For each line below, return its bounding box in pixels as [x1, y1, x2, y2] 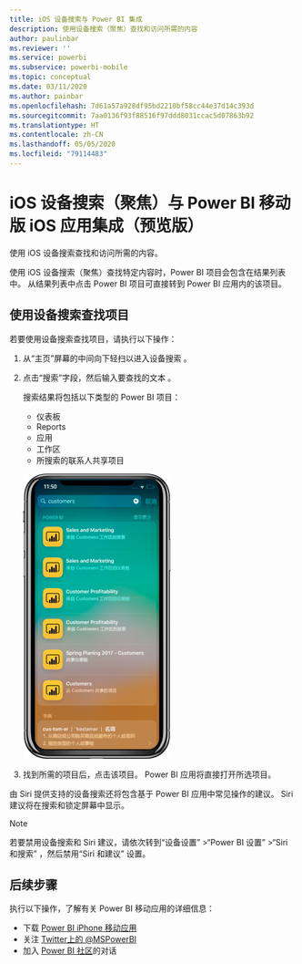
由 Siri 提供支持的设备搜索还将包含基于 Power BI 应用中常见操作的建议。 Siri [9, 788, 294, 799]
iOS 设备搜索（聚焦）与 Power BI [9, 192, 256, 213]
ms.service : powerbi [9, 53, 88, 63]
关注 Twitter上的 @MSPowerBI [22, 934, 137, 945]
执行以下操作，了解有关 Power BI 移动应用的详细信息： [9, 903, 216, 914]
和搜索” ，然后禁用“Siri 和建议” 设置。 [9, 848, 151, 859]
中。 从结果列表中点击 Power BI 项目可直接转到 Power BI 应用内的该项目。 [9, 278, 287, 289]
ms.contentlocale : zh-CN [9, 130, 104, 140]
